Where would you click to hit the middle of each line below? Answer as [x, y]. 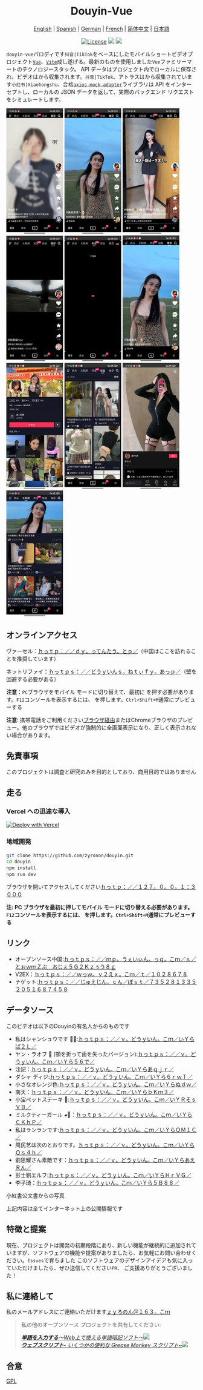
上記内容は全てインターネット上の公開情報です [64, 1208]
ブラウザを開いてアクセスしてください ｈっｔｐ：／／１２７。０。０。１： [99, 887]
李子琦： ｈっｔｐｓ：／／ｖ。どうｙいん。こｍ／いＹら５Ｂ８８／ [97, 1182]
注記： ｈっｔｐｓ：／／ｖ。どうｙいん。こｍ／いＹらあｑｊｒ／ [94, 1069]
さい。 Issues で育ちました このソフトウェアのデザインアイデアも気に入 [100, 1260]
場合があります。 [32, 735]
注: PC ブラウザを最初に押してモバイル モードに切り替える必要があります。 [100, 907]
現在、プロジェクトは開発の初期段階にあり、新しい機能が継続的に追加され [99, 1245]
